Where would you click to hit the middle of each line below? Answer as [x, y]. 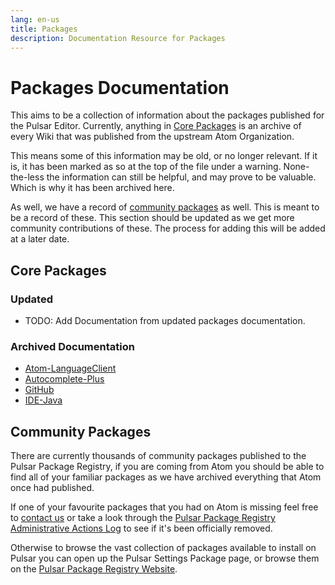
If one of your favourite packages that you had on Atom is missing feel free [164, 507]
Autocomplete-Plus [64, 379]
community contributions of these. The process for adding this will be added [168, 228]
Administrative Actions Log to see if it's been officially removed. [141, 528]
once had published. [52, 488]
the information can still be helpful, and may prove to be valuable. [181, 177]
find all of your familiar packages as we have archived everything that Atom [166, 477]
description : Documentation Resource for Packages [118, 38]
